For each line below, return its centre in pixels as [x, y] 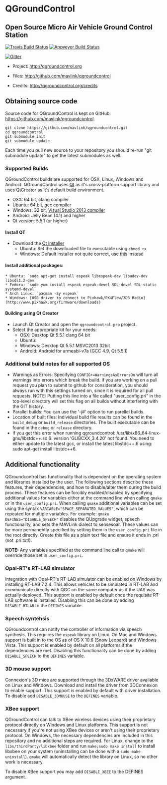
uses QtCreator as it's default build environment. [55, 190]
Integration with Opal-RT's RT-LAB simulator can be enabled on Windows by [83, 579]
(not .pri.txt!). [19, 540]
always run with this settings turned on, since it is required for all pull [83, 391]
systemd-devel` [21, 289]
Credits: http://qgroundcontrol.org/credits [55, 86]
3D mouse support [28, 669]
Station [17, 35]
